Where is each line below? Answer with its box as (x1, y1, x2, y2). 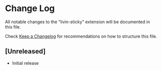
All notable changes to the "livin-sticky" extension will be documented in (5, 19, 150, 25)
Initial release (12, 60, 39, 66)
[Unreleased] (5, 47, 46, 56)
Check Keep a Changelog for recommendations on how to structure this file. (5, 33, 158, 39)
